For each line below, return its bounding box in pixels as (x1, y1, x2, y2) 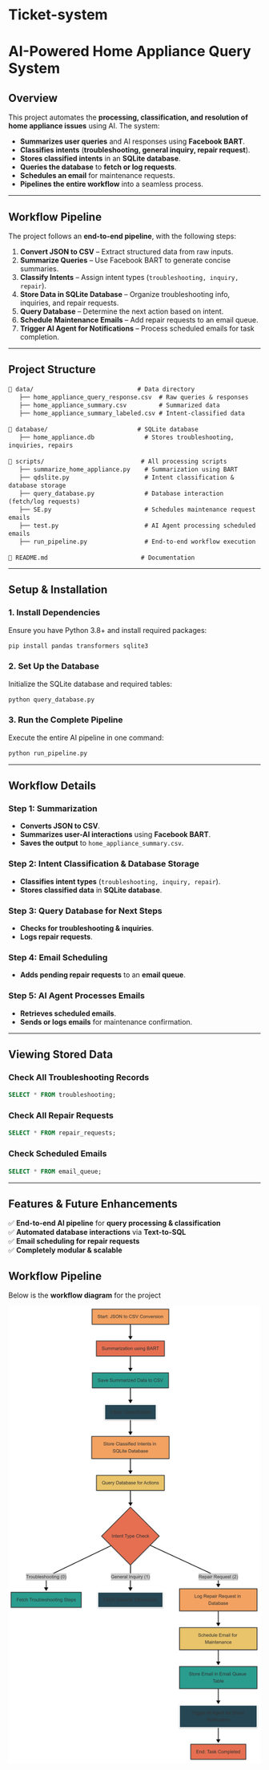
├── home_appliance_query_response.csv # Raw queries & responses (18, 393, 249, 401)
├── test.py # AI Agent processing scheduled (18, 522, 256, 530)
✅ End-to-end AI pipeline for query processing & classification (8, 1218, 221, 1228)
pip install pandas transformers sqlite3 (8, 642, 149, 650)
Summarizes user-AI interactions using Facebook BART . (19, 830, 211, 839)
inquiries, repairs (8, 441, 74, 449)
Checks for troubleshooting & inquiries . (19, 924, 155, 932)
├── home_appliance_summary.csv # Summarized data (18, 401, 220, 409)
